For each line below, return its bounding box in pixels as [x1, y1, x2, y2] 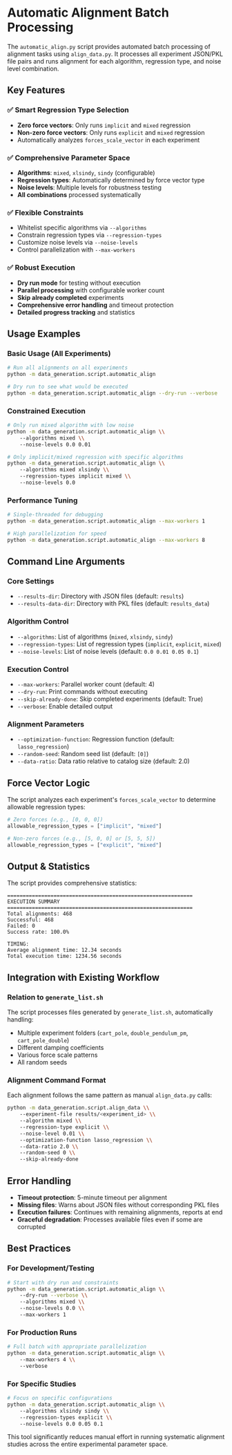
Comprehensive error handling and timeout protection [17, 301, 174, 309]
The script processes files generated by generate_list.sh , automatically [7, 1008, 213, 1017]
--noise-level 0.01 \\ [19, 1130, 85, 1137]
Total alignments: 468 [7, 910, 72, 917]
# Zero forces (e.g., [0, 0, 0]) [7, 816, 104, 823]
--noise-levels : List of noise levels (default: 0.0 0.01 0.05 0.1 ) [17, 647, 199, 655]
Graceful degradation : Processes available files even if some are [17, 1215, 203, 1224]
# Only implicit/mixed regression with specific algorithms [7, 453, 184, 460]
